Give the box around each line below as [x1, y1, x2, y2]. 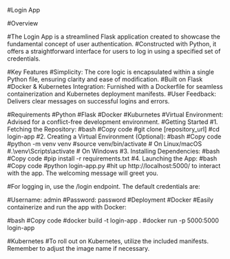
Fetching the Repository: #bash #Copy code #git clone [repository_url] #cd [7, 125, 220, 133]
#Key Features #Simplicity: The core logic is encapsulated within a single [7, 68, 215, 76]
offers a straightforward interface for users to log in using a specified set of [7, 48, 221, 55]
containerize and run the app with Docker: [7, 203, 127, 211]
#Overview [7, 19, 39, 27]
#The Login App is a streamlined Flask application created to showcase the [7, 32, 220, 41]
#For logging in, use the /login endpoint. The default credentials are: [7, 183, 201, 190]
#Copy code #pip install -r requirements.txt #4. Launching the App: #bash [7, 154, 218, 163]
